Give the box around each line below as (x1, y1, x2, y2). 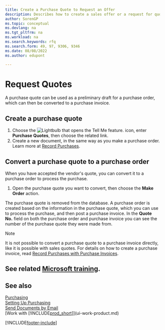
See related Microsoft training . (5, 264, 101, 273)
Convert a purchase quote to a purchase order (5, 157, 149, 165)
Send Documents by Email (5, 305, 58, 311)
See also (5, 281, 32, 290)
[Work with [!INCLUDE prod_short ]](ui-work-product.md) (5, 310, 119, 316)
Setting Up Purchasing (5, 300, 51, 306)
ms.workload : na (5, 35, 38, 40)
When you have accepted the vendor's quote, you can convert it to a (5, 170, 144, 176)
